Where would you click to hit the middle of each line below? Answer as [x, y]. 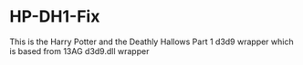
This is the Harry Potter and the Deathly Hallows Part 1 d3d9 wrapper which [151, 42]
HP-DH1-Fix [55, 17]
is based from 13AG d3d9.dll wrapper [79, 51]
